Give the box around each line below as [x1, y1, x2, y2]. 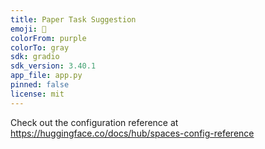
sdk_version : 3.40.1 [10, 61, 97, 71]
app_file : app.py [10, 71, 83, 81]
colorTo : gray [10, 42, 70, 53]
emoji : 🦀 [10, 24, 47, 34]
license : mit [10, 89, 65, 99]
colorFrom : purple [10, 33, 87, 43]
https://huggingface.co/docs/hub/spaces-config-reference [10, 127, 255, 139]
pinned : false [10, 80, 70, 90]
